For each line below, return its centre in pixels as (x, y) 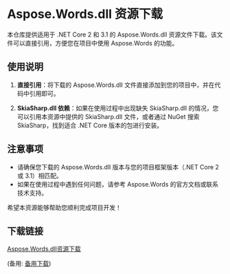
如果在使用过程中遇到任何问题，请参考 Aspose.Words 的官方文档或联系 (117, 184)
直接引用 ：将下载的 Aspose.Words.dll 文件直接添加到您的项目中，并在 (116, 85)
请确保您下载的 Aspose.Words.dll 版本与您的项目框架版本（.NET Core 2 (118, 167)
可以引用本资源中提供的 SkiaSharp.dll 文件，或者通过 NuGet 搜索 (108, 116)
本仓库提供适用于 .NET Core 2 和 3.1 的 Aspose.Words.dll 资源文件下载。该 (112, 34)
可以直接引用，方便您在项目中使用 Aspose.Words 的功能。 (95, 43)
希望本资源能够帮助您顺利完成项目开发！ (64, 207)
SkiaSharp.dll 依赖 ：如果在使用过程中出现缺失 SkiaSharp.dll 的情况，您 (118, 108)
